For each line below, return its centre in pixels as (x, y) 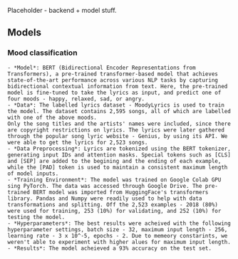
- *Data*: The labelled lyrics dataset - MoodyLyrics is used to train (116, 105)
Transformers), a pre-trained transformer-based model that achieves (113, 74)
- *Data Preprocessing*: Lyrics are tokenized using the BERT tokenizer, (119, 149)
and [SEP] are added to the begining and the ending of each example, (114, 161)
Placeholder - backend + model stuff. (62, 10)
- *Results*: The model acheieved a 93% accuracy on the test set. (110, 248)
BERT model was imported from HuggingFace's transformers (121, 192)
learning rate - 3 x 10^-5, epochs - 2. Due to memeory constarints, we (118, 236)
